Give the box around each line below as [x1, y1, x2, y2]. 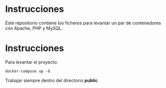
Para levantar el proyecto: [5, 59, 58, 65]
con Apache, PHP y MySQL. [5, 25, 63, 31]
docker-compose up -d [5, 69, 50, 74]
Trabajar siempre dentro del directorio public [5, 77, 98, 83]
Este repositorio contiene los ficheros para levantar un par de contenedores [5, 20, 161, 26]
